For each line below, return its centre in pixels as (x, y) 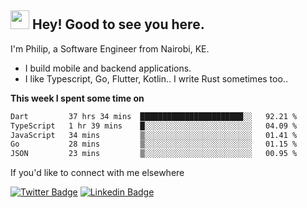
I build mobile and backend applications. (108, 68)
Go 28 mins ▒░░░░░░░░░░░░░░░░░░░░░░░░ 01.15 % (154, 144)
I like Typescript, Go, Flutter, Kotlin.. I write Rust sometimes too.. (156, 78)
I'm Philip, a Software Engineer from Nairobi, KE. (110, 48)
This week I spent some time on (77, 98)
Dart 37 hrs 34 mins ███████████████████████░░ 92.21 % (154, 116)
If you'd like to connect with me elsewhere (97, 173)
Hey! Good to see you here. (118, 24)
